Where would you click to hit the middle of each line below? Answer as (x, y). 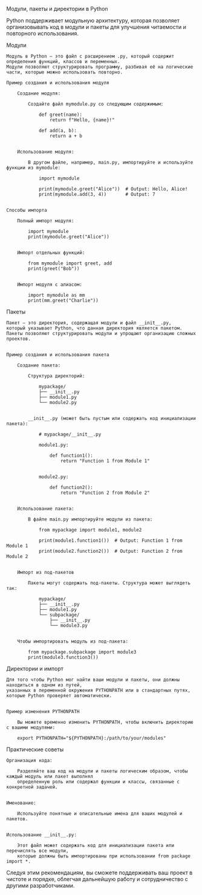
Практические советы (35, 749)
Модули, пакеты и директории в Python (57, 9)
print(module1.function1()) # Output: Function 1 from (110, 541)
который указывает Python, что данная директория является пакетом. (94, 328)
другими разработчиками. (41, 886)
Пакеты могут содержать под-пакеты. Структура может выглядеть (109, 583)
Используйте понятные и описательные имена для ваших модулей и (100, 814)
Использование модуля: (46, 152)
